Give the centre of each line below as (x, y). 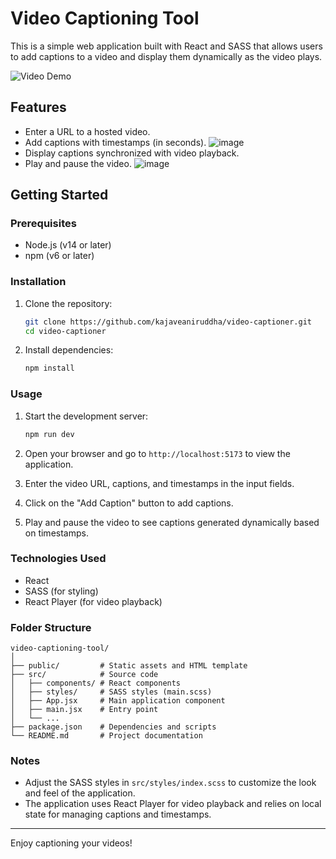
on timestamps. (56, 533)
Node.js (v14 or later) (68, 245)
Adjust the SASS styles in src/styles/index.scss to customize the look (170, 783)
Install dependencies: (69, 350)
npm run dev (49, 434)
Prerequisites (43, 224)
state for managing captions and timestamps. (118, 814)
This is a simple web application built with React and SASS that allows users (166, 46)
